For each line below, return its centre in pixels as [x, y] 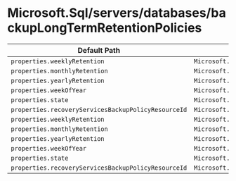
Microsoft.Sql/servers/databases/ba [117, 13]
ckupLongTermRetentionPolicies [105, 28]
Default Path [99, 50]
